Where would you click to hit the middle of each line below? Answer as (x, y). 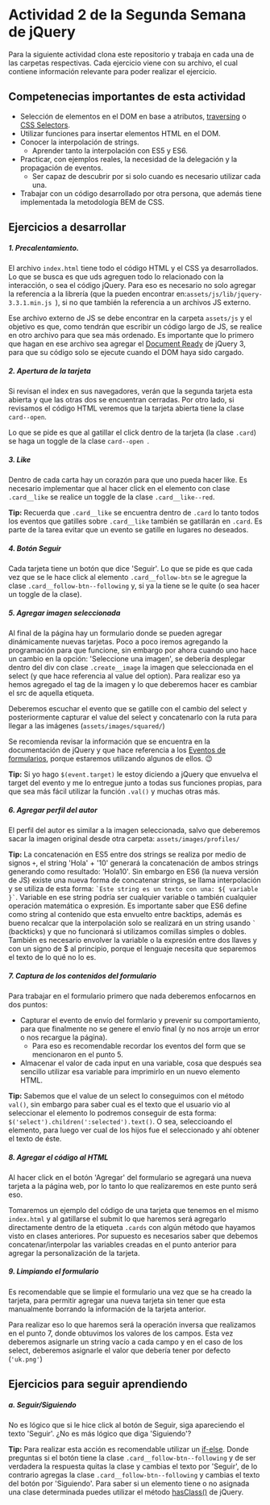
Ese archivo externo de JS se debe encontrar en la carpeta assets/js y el (130, 318)
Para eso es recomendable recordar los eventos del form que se (139, 1045)
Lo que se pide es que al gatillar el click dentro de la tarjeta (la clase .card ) (132, 432)
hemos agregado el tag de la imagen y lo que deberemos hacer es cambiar (133, 684)
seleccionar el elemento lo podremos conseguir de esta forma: (112, 1113)
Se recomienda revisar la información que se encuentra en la (110, 741)
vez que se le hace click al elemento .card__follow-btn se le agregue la (128, 577)
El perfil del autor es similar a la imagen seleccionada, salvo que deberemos (134, 830)
